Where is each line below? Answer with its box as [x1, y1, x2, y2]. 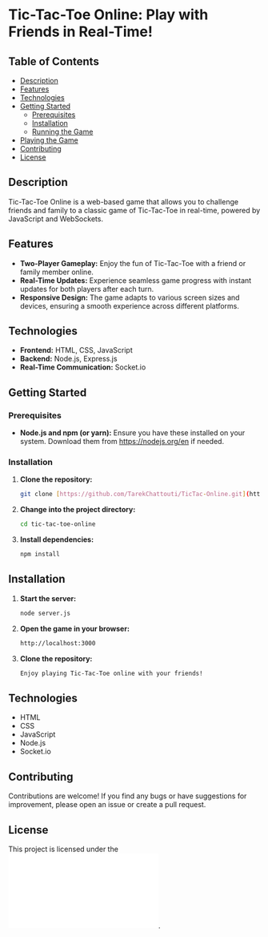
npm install [19, 551, 60, 559]
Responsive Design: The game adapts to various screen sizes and [19, 293, 240, 302]
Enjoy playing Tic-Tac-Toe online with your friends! [19, 669, 203, 677]
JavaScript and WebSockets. [8, 214, 104, 224]
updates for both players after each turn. [19, 284, 154, 293]
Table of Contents [8, 55, 100, 68]
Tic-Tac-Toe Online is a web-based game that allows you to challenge [8, 196, 238, 206]
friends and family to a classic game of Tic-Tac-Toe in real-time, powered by [8, 205, 261, 215]
